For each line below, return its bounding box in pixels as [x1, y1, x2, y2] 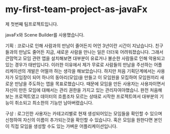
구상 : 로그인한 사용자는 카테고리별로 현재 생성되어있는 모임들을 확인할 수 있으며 [5, 110, 162, 116]
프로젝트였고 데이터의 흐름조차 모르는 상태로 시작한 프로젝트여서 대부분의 [14, 93, 159, 99]
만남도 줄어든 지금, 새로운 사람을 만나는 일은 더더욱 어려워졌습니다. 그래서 [18, 49, 164, 55]
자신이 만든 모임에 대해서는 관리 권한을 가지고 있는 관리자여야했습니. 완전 [5, 87, 149, 93]
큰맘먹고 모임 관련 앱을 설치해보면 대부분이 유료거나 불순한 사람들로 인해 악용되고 [5, 55, 165, 61]
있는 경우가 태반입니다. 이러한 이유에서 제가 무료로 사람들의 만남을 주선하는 [5, 61, 153, 68]
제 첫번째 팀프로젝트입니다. [5, 21, 58, 27]
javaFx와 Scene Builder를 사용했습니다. [5, 31, 85, 38]
